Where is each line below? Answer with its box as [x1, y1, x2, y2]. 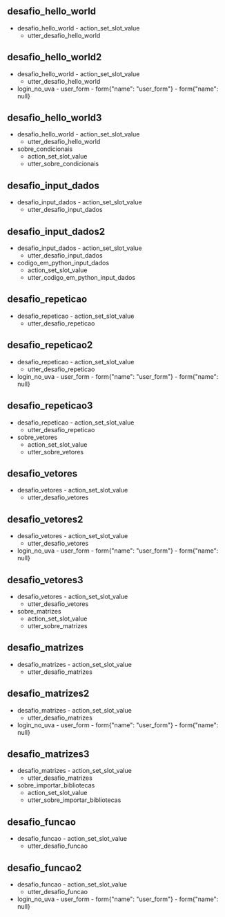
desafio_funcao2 [7, 862, 82, 873]
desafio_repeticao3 [7, 400, 93, 411]
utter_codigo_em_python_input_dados [27, 274, 136, 282]
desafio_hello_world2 [7, 51, 102, 63]
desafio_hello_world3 [7, 112, 102, 124]
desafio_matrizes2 [7, 688, 90, 700]
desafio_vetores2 [7, 513, 84, 525]
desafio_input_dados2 [7, 225, 106, 238]
